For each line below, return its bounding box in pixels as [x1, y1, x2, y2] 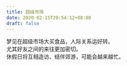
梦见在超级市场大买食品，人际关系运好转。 [6, 38, 114, 45]
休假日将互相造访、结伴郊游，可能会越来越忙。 [6, 53, 124, 61]
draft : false [6, 20, 40, 26]
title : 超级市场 [6, 9, 44, 15]
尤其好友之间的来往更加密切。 [6, 45, 81, 53]
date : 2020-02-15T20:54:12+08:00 [6, 15, 92, 21]
